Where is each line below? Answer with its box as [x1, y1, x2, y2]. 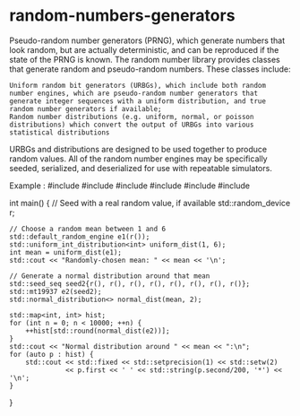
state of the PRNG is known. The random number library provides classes [9, 54, 280, 65]
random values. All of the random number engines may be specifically [9, 153, 268, 164]
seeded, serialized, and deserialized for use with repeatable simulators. [9, 162, 273, 173]
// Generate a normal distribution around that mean [9, 271, 210, 281]
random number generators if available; [9, 104, 163, 113]
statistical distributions [9, 127, 110, 137]
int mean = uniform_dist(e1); [9, 247, 123, 256]
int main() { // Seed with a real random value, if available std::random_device [9, 197, 291, 208]
